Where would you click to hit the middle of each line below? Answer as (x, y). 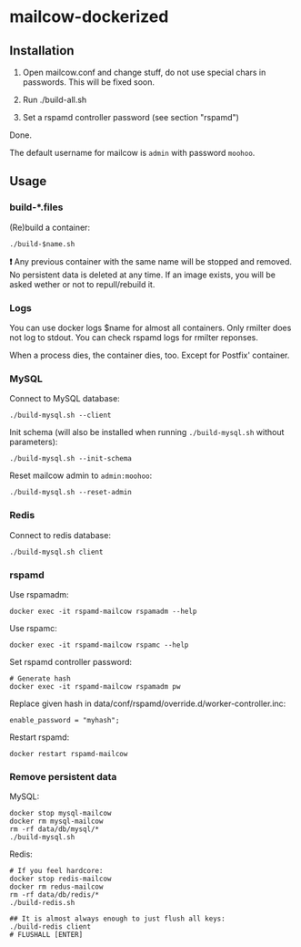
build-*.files (36, 207)
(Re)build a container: (50, 227)
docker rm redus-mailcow (56, 887)
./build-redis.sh (42, 903)
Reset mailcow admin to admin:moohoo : (81, 475)
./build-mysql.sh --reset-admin (70, 493)
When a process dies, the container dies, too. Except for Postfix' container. (150, 355)
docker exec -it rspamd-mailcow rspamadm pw (95, 686)
